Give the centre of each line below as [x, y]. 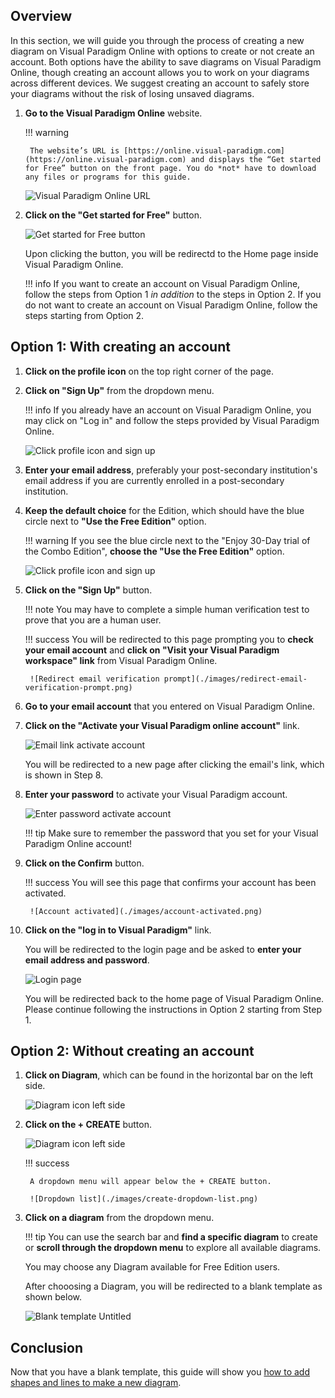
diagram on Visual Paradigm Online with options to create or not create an [162, 51]
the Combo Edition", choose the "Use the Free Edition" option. [154, 551]
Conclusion [47, 1347]
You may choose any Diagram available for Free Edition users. [152, 1267]
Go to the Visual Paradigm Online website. [113, 113]
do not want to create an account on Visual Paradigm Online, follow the [171, 305]
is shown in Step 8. [64, 775]
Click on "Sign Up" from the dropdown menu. [119, 390]
